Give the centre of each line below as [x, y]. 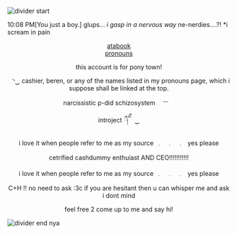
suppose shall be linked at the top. [119, 88]
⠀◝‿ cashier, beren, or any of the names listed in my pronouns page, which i [119, 81]
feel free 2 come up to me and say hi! [119, 209]
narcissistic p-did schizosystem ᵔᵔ [116, 103]
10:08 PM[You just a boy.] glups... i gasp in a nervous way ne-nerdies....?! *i [118, 24]
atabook [119, 46]
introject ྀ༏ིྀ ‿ [119, 120]
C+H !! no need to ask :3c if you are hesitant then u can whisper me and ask [119, 188]
